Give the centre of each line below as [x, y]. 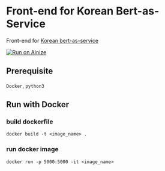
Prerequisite [30, 71]
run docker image [32, 149]
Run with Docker [38, 104]
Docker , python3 [25, 85]
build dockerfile [30, 122]
